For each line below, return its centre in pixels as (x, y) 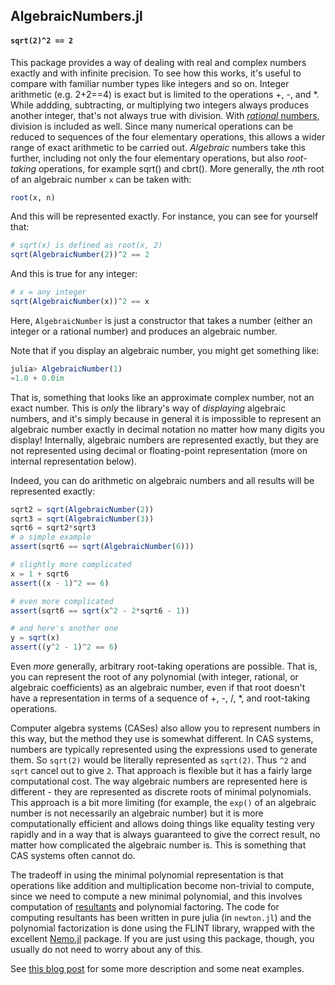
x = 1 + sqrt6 (40, 574)
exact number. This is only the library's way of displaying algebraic (148, 408)
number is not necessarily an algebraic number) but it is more (137, 813)
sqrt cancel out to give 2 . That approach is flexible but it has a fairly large (161, 771)
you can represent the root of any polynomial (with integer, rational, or (154, 677)
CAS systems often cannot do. (73, 856)
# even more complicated (62, 601)
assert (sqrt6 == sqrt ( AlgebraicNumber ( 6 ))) (102, 547)
